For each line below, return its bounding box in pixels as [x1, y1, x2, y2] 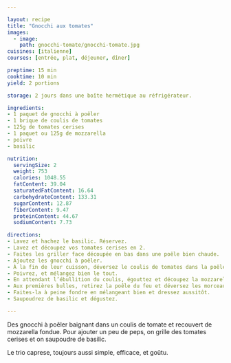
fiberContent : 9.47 [13, 206, 69, 213]
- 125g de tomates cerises [7, 124, 85, 131]
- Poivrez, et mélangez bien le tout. [7, 269, 118, 277]
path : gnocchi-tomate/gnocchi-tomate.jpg [19, 42, 140, 49]
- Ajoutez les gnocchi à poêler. [7, 257, 103, 264]
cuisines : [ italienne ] [7, 48, 72, 55]
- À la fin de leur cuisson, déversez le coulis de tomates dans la [7, 263, 208, 270]
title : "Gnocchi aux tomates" [7, 22, 94, 30]
